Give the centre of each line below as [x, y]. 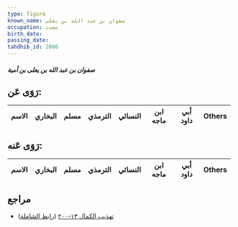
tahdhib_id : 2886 [33, 47]
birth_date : [25, 34]
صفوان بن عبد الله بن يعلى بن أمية [51, 70]
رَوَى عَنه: [25, 145]
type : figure [27, 14]
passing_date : [28, 40]
